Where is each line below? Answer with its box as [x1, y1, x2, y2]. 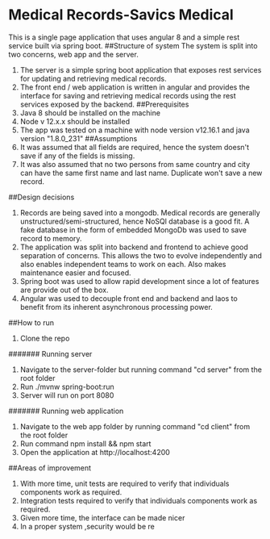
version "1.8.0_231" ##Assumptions [19, 133, 138, 143]
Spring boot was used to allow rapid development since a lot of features [19, 276, 260, 286]
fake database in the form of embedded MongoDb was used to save [19, 224, 247, 235]
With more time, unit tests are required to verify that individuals [19, 478, 230, 488]
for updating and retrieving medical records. [19, 73, 167, 83]
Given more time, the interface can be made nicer [19, 512, 185, 522]
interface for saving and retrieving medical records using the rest [19, 90, 236, 100]
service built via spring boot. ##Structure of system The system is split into [8, 40, 258, 50]
